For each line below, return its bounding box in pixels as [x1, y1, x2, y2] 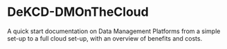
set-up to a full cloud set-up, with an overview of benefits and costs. [7, 34, 203, 42]
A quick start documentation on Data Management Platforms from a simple [7, 27, 221, 35]
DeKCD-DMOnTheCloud [7, 4, 149, 20]
